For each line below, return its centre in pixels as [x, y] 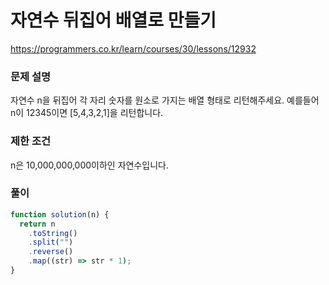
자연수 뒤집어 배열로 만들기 [113, 20]
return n [37, 224]
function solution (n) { [60, 214]
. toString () [53, 233]
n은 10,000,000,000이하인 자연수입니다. [89, 165]
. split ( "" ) [51, 242]
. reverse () [51, 252]
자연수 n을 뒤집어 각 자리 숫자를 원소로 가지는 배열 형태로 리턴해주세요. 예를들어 [165, 100]
